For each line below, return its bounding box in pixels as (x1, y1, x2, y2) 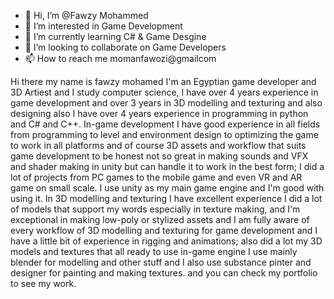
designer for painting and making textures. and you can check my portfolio (10, 267, 318, 279)
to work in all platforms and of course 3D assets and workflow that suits (10, 140, 307, 151)
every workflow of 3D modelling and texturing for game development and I (10, 225, 318, 236)
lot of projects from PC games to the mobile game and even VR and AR (10, 171, 303, 183)
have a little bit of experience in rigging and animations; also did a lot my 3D (10, 235, 323, 247)
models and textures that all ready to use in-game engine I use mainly (10, 246, 298, 257)
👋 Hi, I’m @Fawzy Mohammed (24, 10, 149, 21)
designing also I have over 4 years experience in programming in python (10, 108, 309, 119)
